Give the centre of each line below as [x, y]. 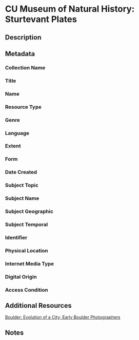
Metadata [20, 54]
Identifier [16, 237]
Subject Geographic [29, 211]
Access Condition [27, 290]
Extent [13, 146]
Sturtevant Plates [41, 19]
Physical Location [27, 250]
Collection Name [25, 68]
